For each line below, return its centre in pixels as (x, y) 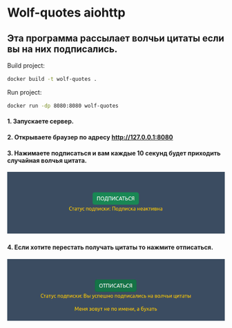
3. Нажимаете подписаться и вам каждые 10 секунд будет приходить (114, 153)
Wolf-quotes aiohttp (66, 13)
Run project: (25, 92)
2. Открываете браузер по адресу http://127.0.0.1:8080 (90, 137)
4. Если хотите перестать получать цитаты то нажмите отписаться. (110, 247)
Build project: (26, 66)
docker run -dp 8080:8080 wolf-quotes (63, 106)
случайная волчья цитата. (47, 160)
